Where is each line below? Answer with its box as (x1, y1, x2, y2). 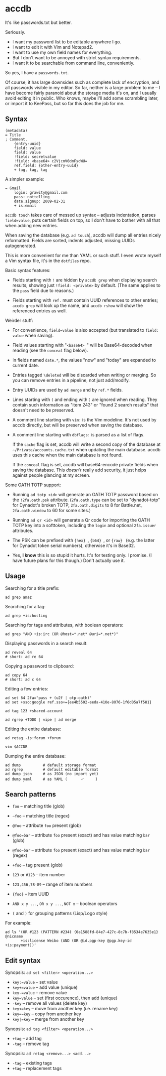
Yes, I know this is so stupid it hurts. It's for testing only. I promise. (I (12, 552, 152, 558)
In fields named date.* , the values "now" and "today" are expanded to (12, 357, 156, 363)
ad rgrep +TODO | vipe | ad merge (5, 717, 77, 722)
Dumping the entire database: (5, 753, 66, 759)
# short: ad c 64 (5, 677, 41, 682)
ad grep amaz (5, 595, 32, 600)
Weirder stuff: (5, 317, 33, 323)
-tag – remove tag (12, 1041, 50, 1047)
